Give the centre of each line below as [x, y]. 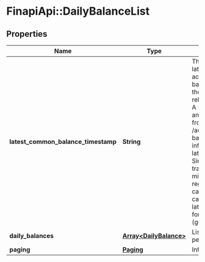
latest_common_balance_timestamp [63, 142]
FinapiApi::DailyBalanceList [78, 11]
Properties [27, 34]
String [131, 142]
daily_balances [31, 236]
